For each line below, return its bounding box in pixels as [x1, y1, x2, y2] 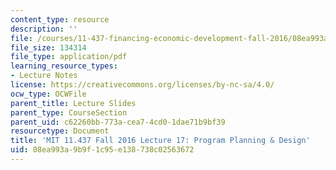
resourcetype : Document [10, 126, 110, 136]
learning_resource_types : [10, 61, 118, 71]
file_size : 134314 [10, 42, 87, 53]
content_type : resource [10, 14, 110, 25]
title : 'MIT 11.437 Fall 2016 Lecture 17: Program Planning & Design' [10, 136, 311, 146]
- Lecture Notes [10, 71, 78, 81]
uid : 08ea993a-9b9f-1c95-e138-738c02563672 [10, 145, 195, 155]
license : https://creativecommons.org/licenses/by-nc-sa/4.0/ [10, 80, 275, 90]
